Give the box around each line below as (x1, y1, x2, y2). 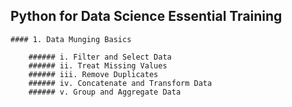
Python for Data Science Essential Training (10, 8, 283, 25)
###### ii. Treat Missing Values (28, 60, 168, 71)
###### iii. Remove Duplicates (28, 69, 159, 79)
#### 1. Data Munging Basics (10, 34, 132, 44)
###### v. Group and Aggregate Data (28, 87, 182, 97)
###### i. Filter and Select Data (28, 52, 172, 62)
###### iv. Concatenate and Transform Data (28, 78, 213, 88)
